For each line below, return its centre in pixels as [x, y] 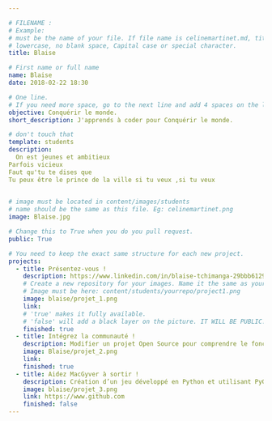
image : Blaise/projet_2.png [70, 352]
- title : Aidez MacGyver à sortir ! [77, 374]
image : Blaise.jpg [39, 217]
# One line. [28, 97]
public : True [30, 239]
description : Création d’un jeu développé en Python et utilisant [137, 381]
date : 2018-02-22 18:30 [49, 83]
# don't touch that [41, 134]
